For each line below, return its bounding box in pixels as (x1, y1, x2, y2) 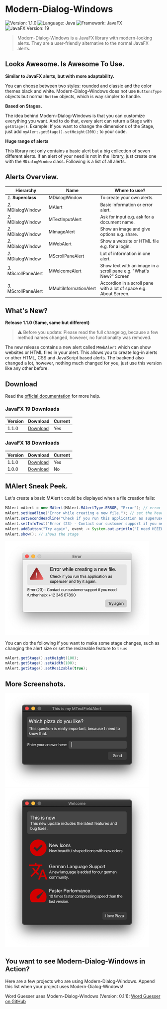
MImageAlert (49, 228, 76, 234)
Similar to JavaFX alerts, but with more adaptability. (5, 73, 115, 79)
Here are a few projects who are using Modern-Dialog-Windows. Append (5, 978, 155, 984)
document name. (100, 219, 135, 225)
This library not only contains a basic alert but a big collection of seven (5, 148, 150, 154)
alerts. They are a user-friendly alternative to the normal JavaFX (17, 40, 149, 46)
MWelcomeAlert (49, 268, 82, 274)
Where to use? (114, 188, 146, 194)
